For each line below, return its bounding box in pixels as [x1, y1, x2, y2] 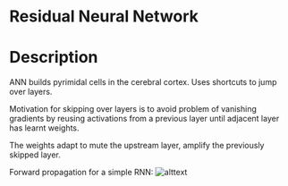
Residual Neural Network [9, 6, 199, 27]
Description [9, 47, 98, 68]
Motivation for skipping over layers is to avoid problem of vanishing [9, 104, 258, 114]
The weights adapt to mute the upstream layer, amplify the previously [9, 140, 265, 151]
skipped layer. [9, 149, 61, 160]
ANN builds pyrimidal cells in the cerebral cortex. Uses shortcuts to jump [9, 77, 277, 88]
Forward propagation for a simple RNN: [9, 167, 154, 178]
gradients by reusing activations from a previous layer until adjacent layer [9, 114, 280, 124]
